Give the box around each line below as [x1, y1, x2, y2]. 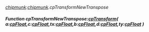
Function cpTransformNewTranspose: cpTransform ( [5, 15, 119, 21]
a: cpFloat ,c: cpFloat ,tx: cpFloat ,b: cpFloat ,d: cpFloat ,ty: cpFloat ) [5, 21, 144, 27]
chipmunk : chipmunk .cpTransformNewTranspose [5, 4, 109, 10]
